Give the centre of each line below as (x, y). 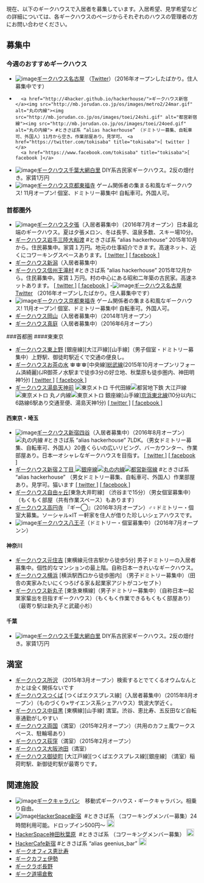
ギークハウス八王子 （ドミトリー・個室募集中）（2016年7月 (110, 523)
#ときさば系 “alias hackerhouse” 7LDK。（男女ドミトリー (115, 440)
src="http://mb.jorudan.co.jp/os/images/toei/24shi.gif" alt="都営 (102, 117)
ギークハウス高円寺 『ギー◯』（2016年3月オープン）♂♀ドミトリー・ (102, 508)
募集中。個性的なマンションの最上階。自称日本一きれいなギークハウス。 (106, 568)
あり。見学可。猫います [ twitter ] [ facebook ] (73, 485)
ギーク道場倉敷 (34, 874)
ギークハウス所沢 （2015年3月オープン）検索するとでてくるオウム (98, 680)
